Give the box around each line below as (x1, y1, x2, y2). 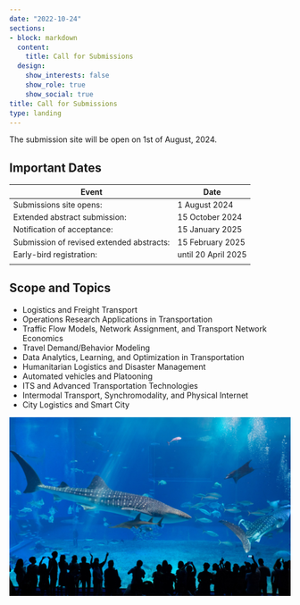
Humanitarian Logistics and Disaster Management (21, 361, 206, 372)
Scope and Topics (9, 281, 112, 296)
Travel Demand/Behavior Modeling (21, 342, 150, 353)
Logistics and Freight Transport (21, 304, 138, 315)
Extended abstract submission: (12, 212, 127, 223)
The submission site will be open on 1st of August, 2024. (9, 134, 217, 145)
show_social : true (25, 89, 94, 98)
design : (17, 62, 46, 71)
